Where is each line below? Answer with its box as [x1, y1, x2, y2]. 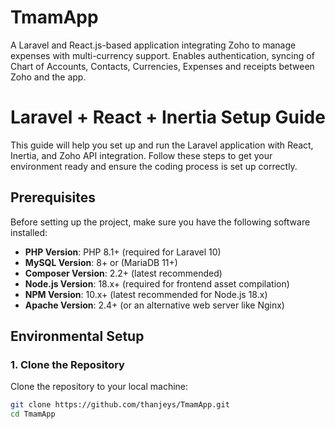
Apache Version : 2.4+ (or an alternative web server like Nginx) [24, 299, 285, 311]
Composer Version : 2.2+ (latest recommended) [24, 267, 223, 279]
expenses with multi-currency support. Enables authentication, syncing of [10, 49, 315, 61]
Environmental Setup [10, 328, 145, 345]
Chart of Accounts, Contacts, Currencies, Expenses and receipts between [10, 60, 315, 72]
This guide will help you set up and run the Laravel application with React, [10, 139, 314, 151]
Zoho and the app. [10, 71, 87, 83]
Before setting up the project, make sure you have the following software [10, 216, 311, 228]
